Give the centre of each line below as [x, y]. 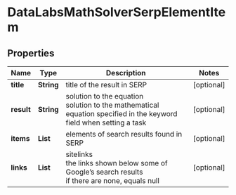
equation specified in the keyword [122, 114]
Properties [31, 53]
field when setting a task [106, 122]
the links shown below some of [117, 163]
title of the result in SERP [106, 85]
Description [126, 73]
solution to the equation [105, 96]
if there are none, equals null [113, 181]
